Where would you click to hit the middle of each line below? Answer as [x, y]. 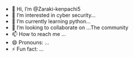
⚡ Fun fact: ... [28, 49]
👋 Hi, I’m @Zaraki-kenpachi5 [46, 9]
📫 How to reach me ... [39, 34]
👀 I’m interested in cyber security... [54, 15]
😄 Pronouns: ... [30, 42]
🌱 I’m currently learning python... [51, 21]
